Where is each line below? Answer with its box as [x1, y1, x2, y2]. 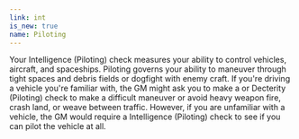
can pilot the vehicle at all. [9, 121, 106, 132]
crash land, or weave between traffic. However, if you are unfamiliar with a [9, 102, 285, 113]
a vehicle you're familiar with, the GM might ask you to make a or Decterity [9, 83, 286, 94]
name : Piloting [9, 30, 67, 39]
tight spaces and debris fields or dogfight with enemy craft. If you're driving [9, 74, 291, 84]
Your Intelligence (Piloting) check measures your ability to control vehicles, [9, 55, 286, 65]
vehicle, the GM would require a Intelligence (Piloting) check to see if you [9, 111, 281, 122]
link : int [9, 13, 47, 22]
